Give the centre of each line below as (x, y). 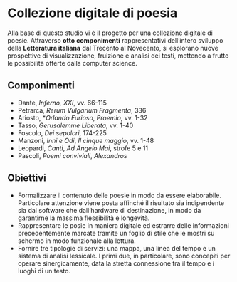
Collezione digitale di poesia (93, 13)
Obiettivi (27, 178)
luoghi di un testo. (44, 271)
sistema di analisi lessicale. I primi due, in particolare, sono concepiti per (124, 256)
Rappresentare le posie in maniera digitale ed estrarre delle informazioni (123, 225)
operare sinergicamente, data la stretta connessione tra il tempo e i (116, 263)
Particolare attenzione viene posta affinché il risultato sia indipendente (121, 203)
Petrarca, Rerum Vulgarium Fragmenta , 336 (82, 110)
